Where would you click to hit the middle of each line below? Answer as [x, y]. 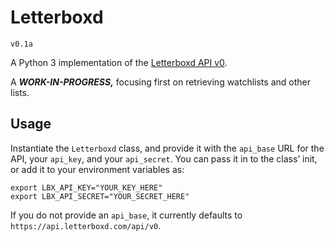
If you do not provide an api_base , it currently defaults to [126, 215]
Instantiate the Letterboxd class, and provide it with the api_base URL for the [167, 148]
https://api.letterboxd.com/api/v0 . [86, 225]
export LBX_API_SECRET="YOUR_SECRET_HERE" [100, 196]
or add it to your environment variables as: [97, 169]
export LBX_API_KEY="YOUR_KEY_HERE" [86, 187]
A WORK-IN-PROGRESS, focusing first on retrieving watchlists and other [160, 82]
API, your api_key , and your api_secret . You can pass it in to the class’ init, [164, 158]
